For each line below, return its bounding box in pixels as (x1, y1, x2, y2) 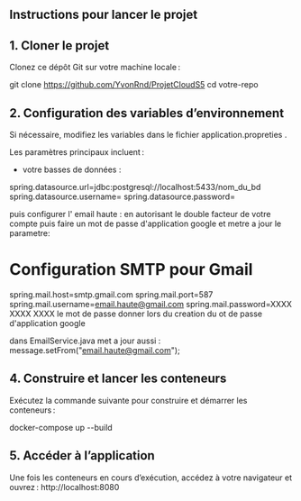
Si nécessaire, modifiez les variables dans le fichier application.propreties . (9, 130, 287, 141)
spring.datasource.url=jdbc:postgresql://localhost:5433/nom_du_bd (9, 182, 261, 193)
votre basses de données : (22, 164, 122, 175)
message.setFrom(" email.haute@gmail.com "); (9, 344, 180, 355)
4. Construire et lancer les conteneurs (9, 371, 227, 387)
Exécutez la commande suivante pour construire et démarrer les (9, 395, 248, 405)
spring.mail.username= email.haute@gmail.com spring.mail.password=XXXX (9, 298, 293, 309)
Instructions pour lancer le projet (9, 7, 198, 23)
